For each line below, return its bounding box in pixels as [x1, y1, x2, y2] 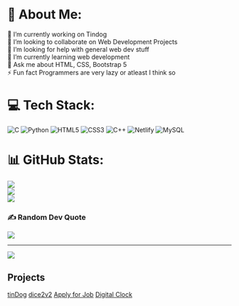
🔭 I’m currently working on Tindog [7, 30, 107, 38]
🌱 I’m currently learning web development [7, 53, 130, 61]
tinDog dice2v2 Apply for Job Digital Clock [7, 290, 133, 298]
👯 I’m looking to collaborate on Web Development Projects [7, 37, 178, 46]
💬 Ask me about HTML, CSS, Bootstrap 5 [7, 60, 127, 68]
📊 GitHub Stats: [7, 152, 105, 168]
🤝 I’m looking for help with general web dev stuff [7, 45, 149, 53]
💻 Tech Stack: [7, 97, 95, 113]
